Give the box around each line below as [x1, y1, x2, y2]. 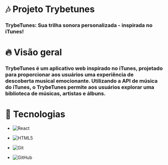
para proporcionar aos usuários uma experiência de [5, 71, 134, 78]
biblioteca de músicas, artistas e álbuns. [5, 90, 106, 97]
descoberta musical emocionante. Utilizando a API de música [5, 77, 158, 85]
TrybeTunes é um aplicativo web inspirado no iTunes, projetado [5, 65, 163, 72]
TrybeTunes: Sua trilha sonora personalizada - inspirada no [5, 22, 153, 29]
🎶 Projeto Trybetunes [5, 4, 95, 15]
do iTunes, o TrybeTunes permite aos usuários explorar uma [5, 84, 154, 91]
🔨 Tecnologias [5, 109, 66, 120]
